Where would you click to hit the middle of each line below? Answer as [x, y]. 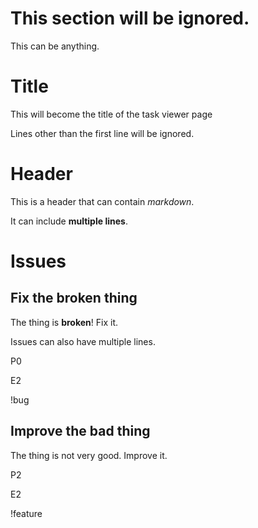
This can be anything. [55, 46]
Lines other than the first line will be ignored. [102, 133]
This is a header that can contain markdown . [102, 201]
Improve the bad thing [80, 431]
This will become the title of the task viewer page [111, 114]
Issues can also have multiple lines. [83, 341]
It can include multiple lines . [69, 221]
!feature [26, 513]
